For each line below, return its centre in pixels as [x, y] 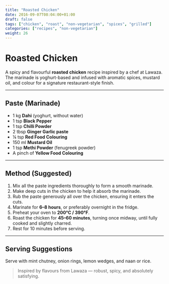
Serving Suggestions [39, 249]
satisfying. [28, 276]
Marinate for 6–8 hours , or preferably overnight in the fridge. [75, 207]
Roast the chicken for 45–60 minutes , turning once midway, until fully [85, 218]
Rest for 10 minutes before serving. [49, 228]
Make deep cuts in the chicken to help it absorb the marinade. [77, 191]
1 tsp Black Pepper [32, 121]
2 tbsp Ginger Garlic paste [40, 131]
